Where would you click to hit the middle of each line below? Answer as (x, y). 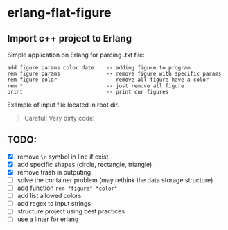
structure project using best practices (71, 211)
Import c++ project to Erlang (70, 38)
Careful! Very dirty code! (59, 118)
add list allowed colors (49, 196)
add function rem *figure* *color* (67, 188)
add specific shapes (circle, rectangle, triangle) (85, 164)
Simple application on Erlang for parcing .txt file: (76, 55)
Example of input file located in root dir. (63, 105)
